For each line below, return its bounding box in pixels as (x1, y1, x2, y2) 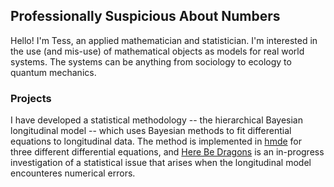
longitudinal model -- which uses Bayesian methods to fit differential (10, 125, 292, 137)
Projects (10, 91, 52, 105)
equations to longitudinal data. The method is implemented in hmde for (10, 135, 303, 148)
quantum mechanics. (10, 66, 97, 78)
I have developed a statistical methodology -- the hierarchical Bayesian (10, 114, 304, 126)
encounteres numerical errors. (10, 167, 136, 179)
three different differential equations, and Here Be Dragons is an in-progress (10, 146, 325, 158)
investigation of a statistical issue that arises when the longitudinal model (10, 157, 312, 169)
